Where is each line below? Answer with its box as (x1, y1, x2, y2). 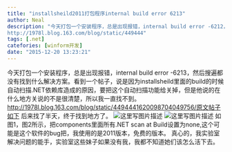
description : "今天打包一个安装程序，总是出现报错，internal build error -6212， (7, 23, 229, 30)
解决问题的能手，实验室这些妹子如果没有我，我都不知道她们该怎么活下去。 (7, 137, 219, 146)
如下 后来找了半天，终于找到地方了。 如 (7, 111, 222, 120)
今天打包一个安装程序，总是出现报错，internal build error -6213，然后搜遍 (7, 68, 217, 77)
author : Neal (7, 17, 45, 23)
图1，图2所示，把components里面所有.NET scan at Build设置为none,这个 (7, 120, 214, 129)
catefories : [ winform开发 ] (7, 42, 83, 49)
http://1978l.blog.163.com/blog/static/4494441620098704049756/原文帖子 (7, 103, 221, 111)
